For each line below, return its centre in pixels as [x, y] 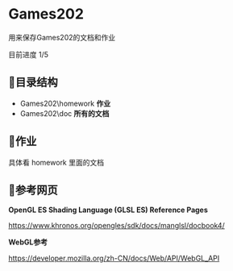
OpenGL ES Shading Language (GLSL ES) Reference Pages [108, 210]
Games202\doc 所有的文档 [64, 113]
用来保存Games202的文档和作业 [62, 37]
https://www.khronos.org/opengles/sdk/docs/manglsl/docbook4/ [117, 226]
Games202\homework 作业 [65, 103]
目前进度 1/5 [28, 54]
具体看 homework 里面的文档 [56, 162]
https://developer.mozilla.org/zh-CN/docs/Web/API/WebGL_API [114, 258]
